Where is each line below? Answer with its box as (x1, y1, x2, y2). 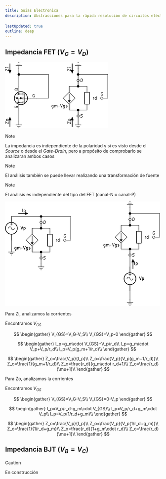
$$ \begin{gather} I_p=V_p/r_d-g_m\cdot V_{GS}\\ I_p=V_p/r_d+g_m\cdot (9, 405, 157, 411)
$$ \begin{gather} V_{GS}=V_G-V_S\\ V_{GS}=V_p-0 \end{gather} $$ (13, 331, 153, 337)
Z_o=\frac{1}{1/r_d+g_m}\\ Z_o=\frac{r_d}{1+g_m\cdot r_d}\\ (7, 426, 128, 432)
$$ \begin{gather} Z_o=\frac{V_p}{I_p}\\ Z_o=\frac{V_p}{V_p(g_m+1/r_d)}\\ (7, 355, 159, 361)
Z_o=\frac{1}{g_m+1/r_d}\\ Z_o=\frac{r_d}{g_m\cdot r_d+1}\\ (7, 361, 128, 367)
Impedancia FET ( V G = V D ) (5, 47, 89, 57)
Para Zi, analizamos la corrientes (5, 311, 72, 317)
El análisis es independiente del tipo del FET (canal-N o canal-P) (5, 192, 136, 198)
